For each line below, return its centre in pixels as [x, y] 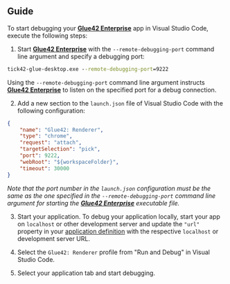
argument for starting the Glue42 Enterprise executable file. [94, 203]
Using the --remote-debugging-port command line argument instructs [106, 82]
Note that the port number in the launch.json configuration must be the [109, 188]
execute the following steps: [47, 35]
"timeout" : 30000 [45, 168]
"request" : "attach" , [51, 143]
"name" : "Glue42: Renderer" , [62, 130]
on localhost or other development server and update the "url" [108, 224]
